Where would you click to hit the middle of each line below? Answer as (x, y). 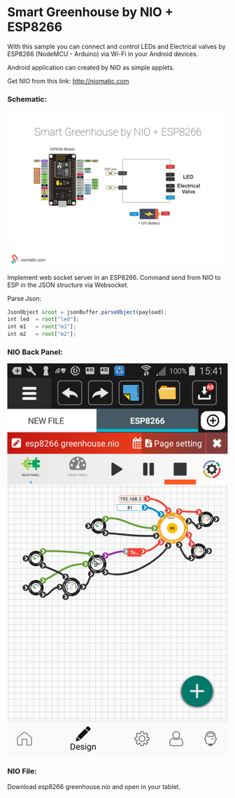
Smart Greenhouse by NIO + (90, 12)
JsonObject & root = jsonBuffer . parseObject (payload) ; (87, 312)
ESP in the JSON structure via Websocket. (68, 285)
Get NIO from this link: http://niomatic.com (68, 80)
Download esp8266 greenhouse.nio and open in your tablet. (94, 786)
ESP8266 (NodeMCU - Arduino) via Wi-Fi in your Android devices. (103, 54)
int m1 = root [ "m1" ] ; (42, 327)
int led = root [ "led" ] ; (43, 319)
